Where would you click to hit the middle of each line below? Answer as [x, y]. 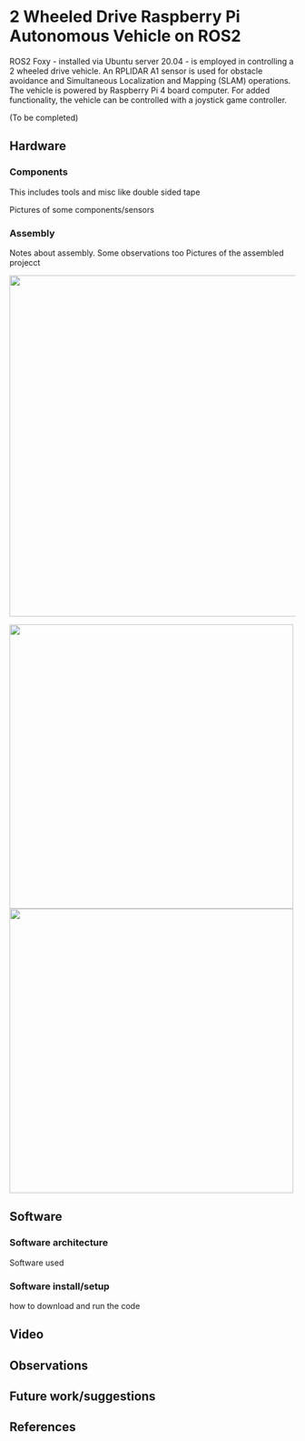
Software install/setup [60, 1286]
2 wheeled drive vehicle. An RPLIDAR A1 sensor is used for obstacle [136, 71]
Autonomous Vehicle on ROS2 [125, 36]
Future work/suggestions [83, 1397]
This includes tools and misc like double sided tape [105, 192]
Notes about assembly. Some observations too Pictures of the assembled [147, 253]
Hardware [38, 146]
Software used [37, 1263]
